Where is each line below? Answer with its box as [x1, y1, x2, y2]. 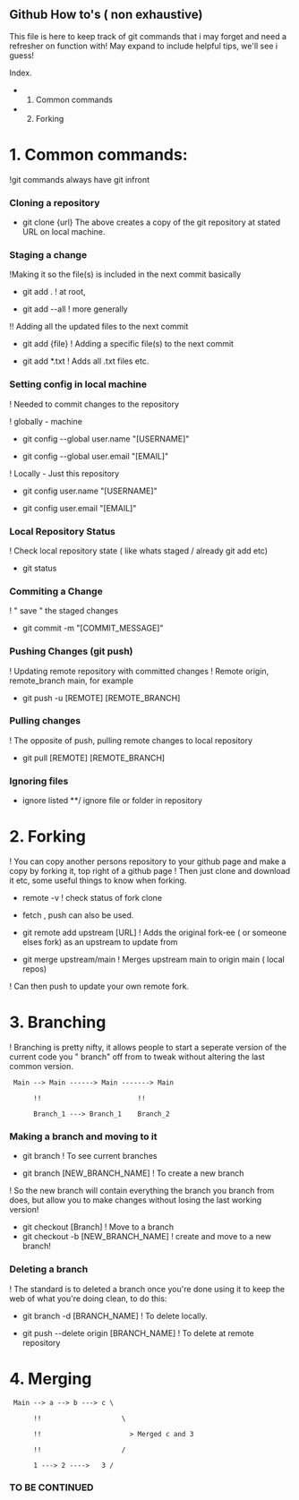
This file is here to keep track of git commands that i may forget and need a [9, 30, 287, 41]
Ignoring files [9, 775, 69, 787]
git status [21, 562, 57, 573]
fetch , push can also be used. [21, 910, 134, 921]
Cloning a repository [9, 196, 100, 209]
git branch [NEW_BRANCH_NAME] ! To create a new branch [21, 1168, 244, 1179]
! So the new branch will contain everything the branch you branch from [9, 1186, 275, 1196]
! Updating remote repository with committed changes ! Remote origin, [9, 665, 269, 676]
